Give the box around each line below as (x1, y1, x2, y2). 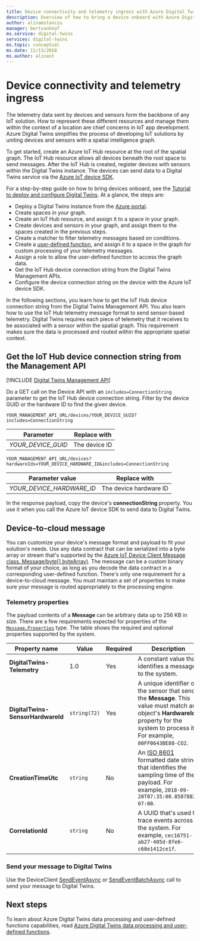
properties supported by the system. (6, 631, 96, 638)
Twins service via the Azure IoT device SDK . (6, 173, 115, 180)
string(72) (69, 710, 100, 716)
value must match (137, 702, 187, 710)
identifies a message (137, 662, 196, 671)
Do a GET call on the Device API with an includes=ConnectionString (6, 388, 172, 395)
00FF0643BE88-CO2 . (137, 739, 189, 747)
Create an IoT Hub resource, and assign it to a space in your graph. (14, 215, 180, 222)
